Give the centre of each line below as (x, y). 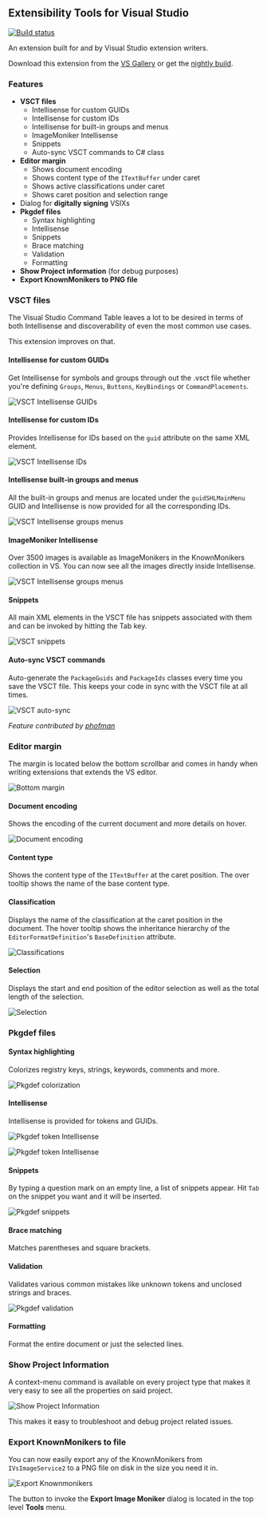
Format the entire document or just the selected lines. (96, 1344)
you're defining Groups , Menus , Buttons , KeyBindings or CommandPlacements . (129, 386)
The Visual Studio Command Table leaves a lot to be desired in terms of (126, 318)
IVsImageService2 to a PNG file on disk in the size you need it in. (113, 1468)
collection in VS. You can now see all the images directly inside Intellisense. (132, 566)
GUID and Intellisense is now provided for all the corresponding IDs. (120, 506)
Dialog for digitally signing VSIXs (75, 204)
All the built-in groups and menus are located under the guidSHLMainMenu (127, 497)
